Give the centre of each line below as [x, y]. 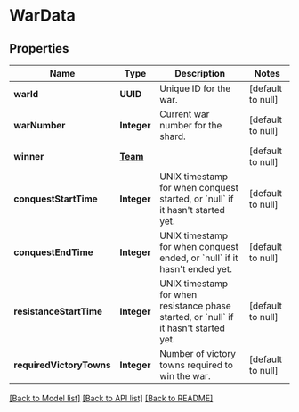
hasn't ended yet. [196, 269]
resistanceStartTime [58, 311]
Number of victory [198, 354]
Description [200, 74]
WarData [42, 16]
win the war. [185, 376]
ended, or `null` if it [199, 258]
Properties [39, 49]
